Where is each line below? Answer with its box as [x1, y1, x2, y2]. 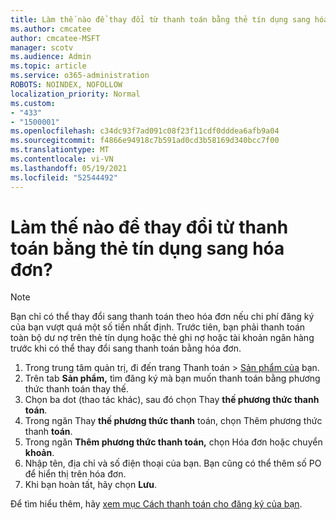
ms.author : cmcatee [10, 24, 92, 34]
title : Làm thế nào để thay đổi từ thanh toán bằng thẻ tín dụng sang [10, 14, 311, 25]
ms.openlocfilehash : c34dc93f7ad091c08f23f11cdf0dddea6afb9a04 [10, 126, 280, 136]
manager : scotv [10, 42, 74, 53]
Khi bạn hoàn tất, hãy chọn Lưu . [24, 479, 158, 491]
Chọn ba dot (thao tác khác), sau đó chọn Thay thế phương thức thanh [24, 394, 320, 406]
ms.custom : [10, 98, 56, 108]
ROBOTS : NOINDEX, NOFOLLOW [10, 80, 123, 90]
